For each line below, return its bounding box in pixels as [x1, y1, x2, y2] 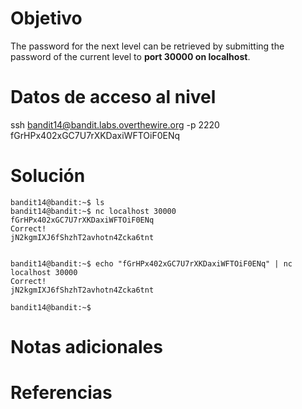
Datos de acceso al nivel [10, 86, 217, 109]
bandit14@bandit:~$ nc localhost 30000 [10, 206, 177, 216]
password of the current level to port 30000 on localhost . [10, 50, 251, 62]
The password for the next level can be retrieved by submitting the [10, 40, 285, 52]
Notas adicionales [10, 336, 163, 358]
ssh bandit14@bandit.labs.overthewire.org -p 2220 [10, 118, 220, 131]
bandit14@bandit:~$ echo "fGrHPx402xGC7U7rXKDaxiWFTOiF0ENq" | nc [10, 258, 293, 269]
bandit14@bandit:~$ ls [10, 197, 105, 207]
